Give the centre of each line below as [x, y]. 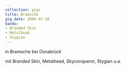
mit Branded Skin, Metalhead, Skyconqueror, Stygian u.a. [63, 61]
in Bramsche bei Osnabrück [33, 51]
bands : [12, 24]
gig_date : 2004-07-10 [27, 19]
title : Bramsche [22, 14]
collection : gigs [23, 10]
